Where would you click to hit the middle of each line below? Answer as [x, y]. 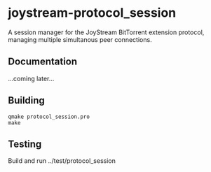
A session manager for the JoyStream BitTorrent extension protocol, [106, 32]
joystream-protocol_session [92, 13]
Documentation [43, 62]
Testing [25, 144]
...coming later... [31, 78]
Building [26, 100]
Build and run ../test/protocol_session [62, 161]
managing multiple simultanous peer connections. [80, 39]
